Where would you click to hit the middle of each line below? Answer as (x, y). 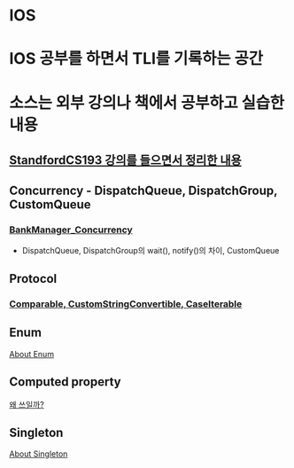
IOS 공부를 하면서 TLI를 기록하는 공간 (136, 59)
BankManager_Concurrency (71, 230)
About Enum (32, 354)
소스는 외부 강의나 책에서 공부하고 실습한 (147, 102)
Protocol (33, 279)
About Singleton (39, 454)
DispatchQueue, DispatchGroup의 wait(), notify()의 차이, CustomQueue (151, 250)
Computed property (65, 382)
